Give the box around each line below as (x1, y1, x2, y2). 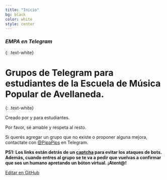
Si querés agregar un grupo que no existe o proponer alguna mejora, (5, 134, 147, 140)
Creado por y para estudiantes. (5, 115, 70, 121)
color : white (5, 17, 33, 22)
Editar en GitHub (5, 169, 40, 176)
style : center (5, 21, 35, 27)
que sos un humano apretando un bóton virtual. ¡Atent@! (5, 160, 127, 166)
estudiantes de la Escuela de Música (5, 77, 161, 89)
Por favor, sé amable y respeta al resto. (5, 124, 87, 131)
